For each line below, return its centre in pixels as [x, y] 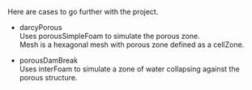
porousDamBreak [49, 60]
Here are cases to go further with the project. [83, 12]
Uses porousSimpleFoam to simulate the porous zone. [109, 36]
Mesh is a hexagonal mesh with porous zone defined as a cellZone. [132, 45]
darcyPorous [41, 27]
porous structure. [48, 77]
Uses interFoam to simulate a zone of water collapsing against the [129, 69]
